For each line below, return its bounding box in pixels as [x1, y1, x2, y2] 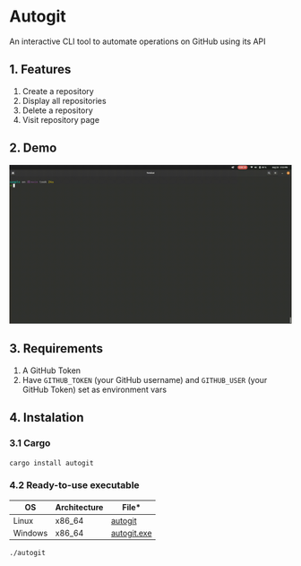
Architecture [55, 502, 104, 513]
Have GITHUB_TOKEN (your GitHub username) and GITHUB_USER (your [21, 374, 268, 385]
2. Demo [9, 141, 57, 156]
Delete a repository [21, 105, 94, 116]
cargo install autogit [9, 458, 94, 467]
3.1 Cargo [9, 437, 51, 449]
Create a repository [21, 85, 94, 96]
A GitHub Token [21, 365, 82, 376]
